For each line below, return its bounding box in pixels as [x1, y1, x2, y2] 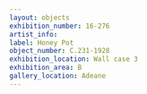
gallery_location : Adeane [9, 72, 106, 81]
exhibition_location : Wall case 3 [9, 55, 139, 64]
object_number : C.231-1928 [9, 47, 110, 56]
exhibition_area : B [9, 64, 82, 73]
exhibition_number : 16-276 [9, 21, 110, 30]
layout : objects [9, 13, 70, 22]
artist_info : [9, 30, 58, 38]
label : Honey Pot [9, 38, 74, 47]
